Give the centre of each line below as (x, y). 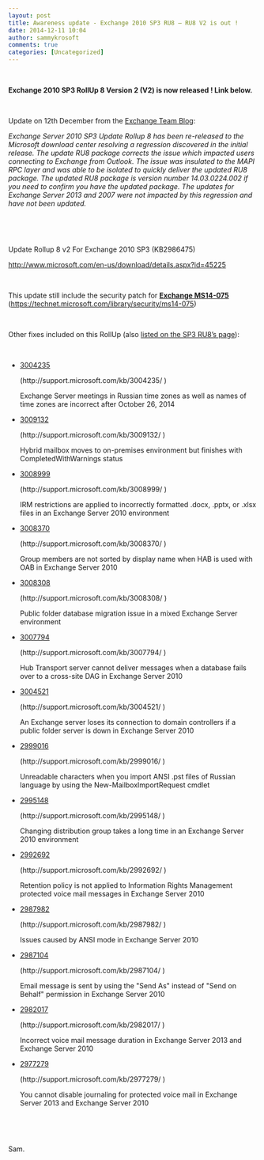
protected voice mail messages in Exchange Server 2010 (112, 894)
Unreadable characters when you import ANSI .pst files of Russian (127, 777)
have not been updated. (47, 203)
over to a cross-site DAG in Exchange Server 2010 (101, 676)
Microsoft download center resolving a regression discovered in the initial (128, 144)
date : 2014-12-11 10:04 (47, 30)
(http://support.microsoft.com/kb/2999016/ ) (92, 761)
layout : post (30, 15)
